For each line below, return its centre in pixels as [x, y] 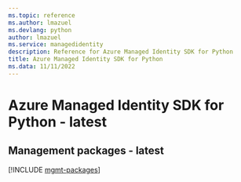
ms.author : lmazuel [40, 23]
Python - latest [58, 122]
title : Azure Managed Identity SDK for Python [86, 60]
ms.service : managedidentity [56, 45]
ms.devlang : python [40, 30]
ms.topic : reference [42, 15]
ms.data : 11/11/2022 [42, 67]
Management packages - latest [86, 151]
